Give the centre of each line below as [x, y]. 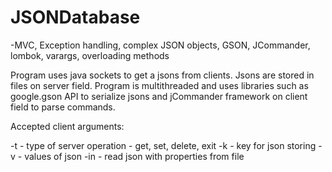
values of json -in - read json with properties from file [134, 156]
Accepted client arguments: [67, 126]
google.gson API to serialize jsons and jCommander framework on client [159, 96]
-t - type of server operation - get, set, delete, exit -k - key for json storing [163, 145]
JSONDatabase [75, 17]
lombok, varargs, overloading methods [90, 55]
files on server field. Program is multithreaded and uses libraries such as [159, 85]
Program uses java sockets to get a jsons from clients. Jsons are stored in [162, 75]
